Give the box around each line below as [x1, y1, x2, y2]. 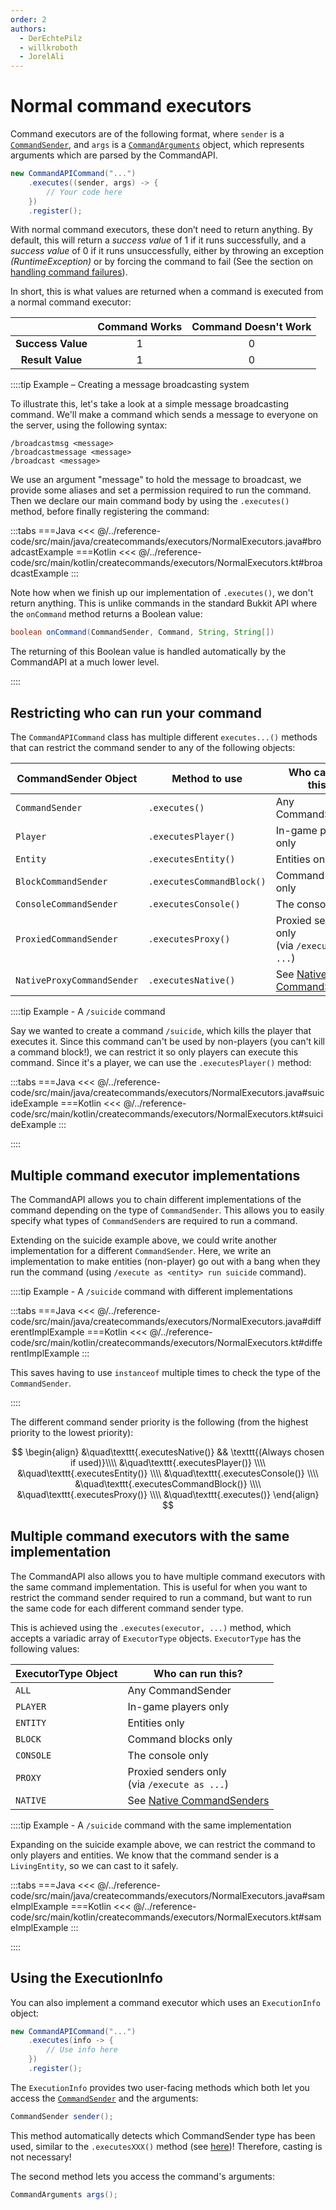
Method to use [171, 772, 243, 786]
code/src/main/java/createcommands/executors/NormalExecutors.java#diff [10, 1315, 322, 1327]
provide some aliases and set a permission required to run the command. [10, 484, 312, 496]
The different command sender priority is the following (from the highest [10, 1416, 309, 1428]
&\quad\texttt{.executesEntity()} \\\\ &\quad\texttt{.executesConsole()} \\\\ [17, 1467, 319, 1479]
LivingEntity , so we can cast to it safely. [10, 1859, 179, 1871]
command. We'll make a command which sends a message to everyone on [10, 409, 319, 421]
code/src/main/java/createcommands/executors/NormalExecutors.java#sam [10, 1889, 325, 1901]
